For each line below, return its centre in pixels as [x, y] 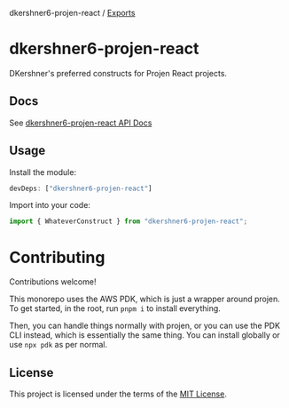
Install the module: [43, 172]
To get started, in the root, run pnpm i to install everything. [115, 308]
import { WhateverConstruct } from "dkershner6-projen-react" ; [129, 221]
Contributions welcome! [53, 282]
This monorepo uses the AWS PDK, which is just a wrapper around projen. [145, 299]
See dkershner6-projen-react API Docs [81, 123]
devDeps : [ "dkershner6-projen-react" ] [81, 188]
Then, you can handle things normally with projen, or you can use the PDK [145, 326]
